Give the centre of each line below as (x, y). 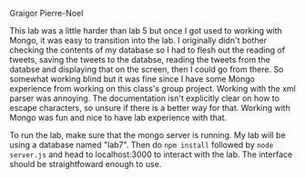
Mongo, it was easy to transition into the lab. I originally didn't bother (138, 40)
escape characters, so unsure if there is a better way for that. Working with (150, 108)
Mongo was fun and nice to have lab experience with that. (118, 118)
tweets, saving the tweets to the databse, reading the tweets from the (140, 59)
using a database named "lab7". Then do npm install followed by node (142, 145)
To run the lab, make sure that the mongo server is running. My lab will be (147, 135)
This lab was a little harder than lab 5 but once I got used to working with (146, 30)
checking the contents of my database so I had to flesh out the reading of (147, 50)
